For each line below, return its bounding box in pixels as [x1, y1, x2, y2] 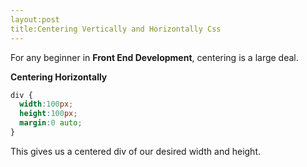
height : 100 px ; [19, 109, 78, 119]
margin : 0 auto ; [19, 118, 83, 128]
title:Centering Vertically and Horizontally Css [10, 24, 222, 34]
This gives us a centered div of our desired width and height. [10, 145, 262, 157]
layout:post [10, 14, 60, 25]
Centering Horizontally [10, 71, 108, 83]
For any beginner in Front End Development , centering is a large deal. [10, 51, 299, 63]
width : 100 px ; [19, 99, 74, 110]
